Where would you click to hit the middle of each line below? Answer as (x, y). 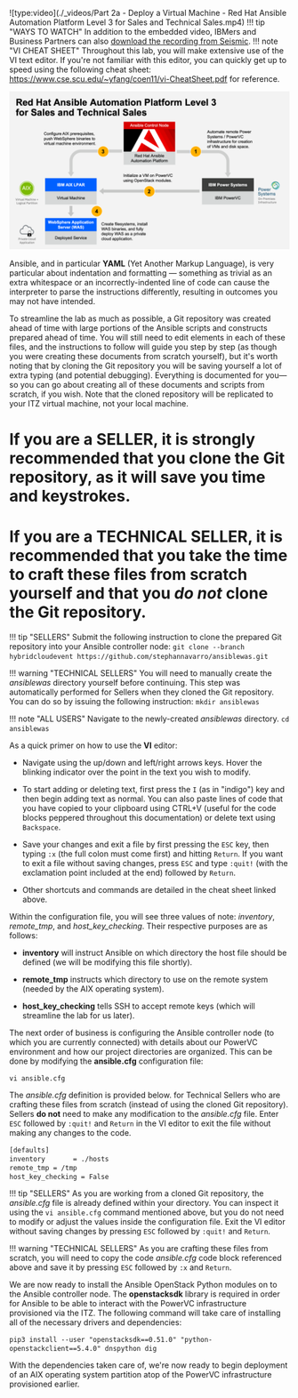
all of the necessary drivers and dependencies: (96, 1322)
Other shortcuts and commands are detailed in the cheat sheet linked (149, 889)
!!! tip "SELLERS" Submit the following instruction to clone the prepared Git (145, 637)
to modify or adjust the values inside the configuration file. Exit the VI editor (148, 1221)
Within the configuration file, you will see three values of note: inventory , (142, 916)
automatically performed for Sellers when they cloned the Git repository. (141, 692)
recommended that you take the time (149, 555)
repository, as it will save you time (137, 477)
